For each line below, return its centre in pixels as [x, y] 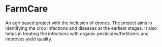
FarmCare [27, 9]
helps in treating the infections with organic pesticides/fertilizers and [77, 33]
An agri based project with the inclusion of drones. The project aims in [79, 23]
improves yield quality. [29, 39]
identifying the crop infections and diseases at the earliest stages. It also [81, 28]
